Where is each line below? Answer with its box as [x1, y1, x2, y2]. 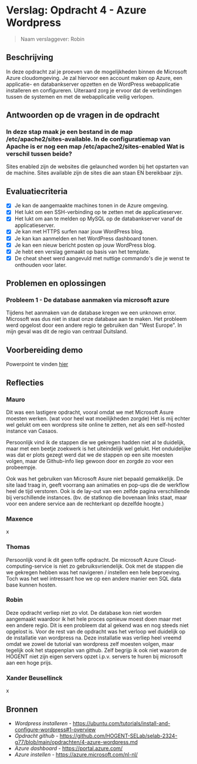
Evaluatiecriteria [6, 186, 68, 196]
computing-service [6, 562, 53, 569]
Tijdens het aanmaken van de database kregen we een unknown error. [6, 309, 177, 316]
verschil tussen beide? [6, 150, 72, 158]
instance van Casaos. [6, 427, 58, 434]
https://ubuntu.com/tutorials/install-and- [72, 719, 171, 726]
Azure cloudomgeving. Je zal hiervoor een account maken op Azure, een [6, 74, 183, 81]
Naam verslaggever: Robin [20, 35, 85, 42]
